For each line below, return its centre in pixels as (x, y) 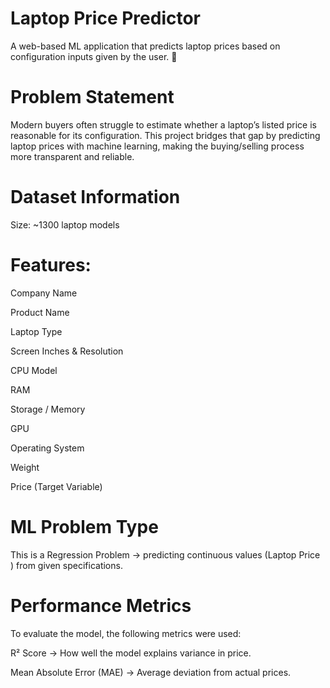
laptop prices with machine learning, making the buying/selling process (157, 146)
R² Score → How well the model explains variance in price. (131, 653)
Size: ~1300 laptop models (65, 224)
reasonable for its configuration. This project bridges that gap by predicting (165, 135)
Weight (25, 467)
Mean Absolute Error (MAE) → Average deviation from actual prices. (151, 672)
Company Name (44, 293)
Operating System (47, 448)
